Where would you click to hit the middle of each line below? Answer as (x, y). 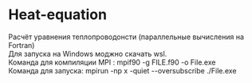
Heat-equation (58, 15)
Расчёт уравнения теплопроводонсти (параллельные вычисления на (126, 37)
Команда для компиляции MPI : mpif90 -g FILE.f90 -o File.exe (112, 62)
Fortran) (22, 45)
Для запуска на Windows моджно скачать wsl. (88, 53)
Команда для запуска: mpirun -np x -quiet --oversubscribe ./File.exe (122, 70)
